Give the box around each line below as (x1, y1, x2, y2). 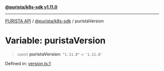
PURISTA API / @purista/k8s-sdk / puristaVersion (5, 18, 104, 24)
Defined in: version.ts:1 (5, 60, 51, 66)
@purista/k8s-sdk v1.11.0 (5, 4, 58, 10)
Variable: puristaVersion (5, 35, 106, 46)
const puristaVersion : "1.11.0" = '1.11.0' (17, 51, 103, 57)
